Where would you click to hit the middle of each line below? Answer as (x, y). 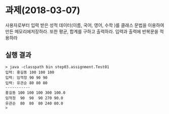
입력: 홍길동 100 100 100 (30, 72)
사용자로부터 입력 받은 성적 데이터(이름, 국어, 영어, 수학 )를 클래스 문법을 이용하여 (85, 25)
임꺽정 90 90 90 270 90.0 (34, 98)
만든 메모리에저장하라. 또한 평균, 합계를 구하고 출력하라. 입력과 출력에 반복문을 (82, 31)
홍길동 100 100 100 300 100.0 (35, 93)
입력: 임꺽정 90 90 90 (26, 78)
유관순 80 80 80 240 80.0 (34, 103)
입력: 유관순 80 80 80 (26, 83)
